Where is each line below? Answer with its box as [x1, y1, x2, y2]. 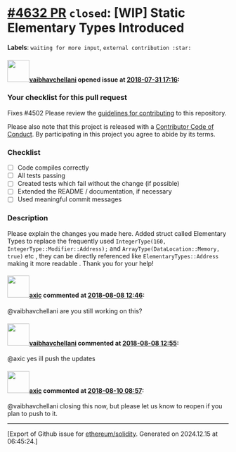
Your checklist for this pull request [7, 93, 128, 103]
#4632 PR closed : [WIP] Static [7, 5, 185, 21]
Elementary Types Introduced [7, 20, 185, 36]
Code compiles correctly [17, 163, 89, 172]
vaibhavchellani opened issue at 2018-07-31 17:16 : [29, 75, 181, 84]
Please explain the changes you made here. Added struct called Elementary [7, 229, 227, 237]
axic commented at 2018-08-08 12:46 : [29, 291, 145, 300]
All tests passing [17, 171, 65, 180]
